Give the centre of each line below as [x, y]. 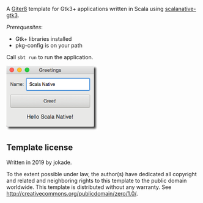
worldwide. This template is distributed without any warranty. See [89, 187]
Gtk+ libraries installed [43, 39]
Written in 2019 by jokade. [39, 162]
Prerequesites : [24, 27]
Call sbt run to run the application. [50, 57]
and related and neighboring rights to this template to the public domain [97, 180]
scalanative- [181, 9]
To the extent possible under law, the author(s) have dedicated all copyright [102, 174]
